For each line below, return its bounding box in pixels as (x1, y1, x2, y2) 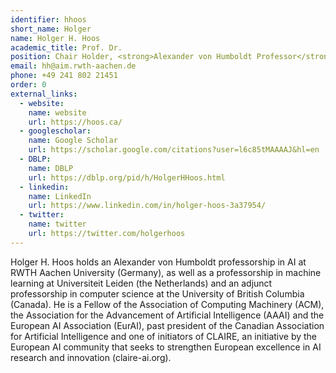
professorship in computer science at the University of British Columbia (10, 287, 305, 300)
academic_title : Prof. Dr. (10, 42, 123, 53)
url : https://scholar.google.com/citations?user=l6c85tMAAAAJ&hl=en (28, 145, 320, 155)
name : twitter (28, 219, 87, 230)
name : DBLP (28, 163, 74, 173)
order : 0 (10, 80, 47, 90)
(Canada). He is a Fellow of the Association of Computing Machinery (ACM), (10, 298, 325, 310)
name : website (28, 107, 87, 118)
